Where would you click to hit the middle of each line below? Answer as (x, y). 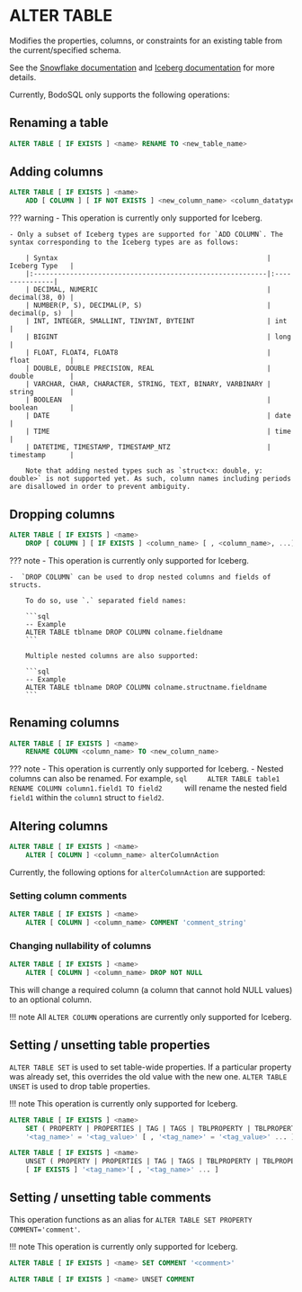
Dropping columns (62, 514)
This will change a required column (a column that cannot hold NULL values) (151, 989)
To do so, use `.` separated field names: (106, 601)
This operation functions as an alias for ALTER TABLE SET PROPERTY (131, 1219)
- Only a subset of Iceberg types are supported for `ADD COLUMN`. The (146, 235)
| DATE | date (159, 416)
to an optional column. (51, 999)
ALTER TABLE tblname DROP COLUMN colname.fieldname (124, 632)
